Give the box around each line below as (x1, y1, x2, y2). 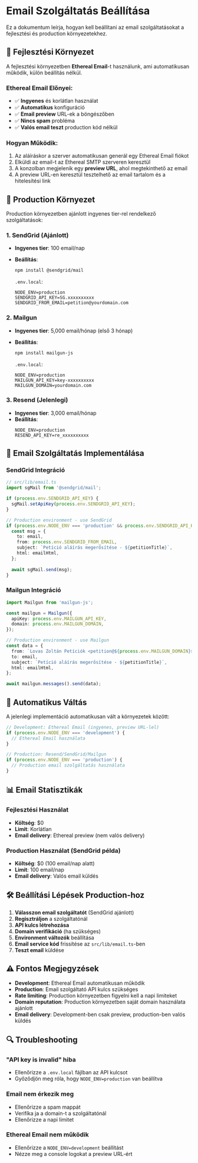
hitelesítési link (14, 177, 51, 184)
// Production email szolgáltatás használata (11, 763, 126, 768)
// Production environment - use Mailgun (6, 637, 110, 643)
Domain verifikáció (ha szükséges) (14, 927, 101, 934)
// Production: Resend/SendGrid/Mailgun (6, 751, 107, 757)
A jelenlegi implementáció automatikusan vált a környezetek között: (6, 713, 170, 720)
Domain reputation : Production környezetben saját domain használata (14, 998, 186, 1005)
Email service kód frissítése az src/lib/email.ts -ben (14, 940, 146, 947)
